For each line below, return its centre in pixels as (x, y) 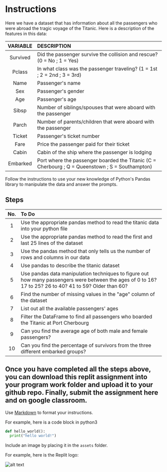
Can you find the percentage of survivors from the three (86, 345)
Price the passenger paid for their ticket (83, 144)
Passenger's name (59, 83)
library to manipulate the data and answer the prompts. (61, 184)
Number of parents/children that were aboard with (96, 122)
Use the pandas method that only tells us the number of (85, 251)
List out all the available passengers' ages (69, 308)
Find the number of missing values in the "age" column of (88, 294)
